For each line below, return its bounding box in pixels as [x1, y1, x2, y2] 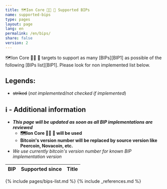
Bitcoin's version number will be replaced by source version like [20, 137, 158, 143]
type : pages [5, 17, 30, 22]
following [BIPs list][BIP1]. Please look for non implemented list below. [5, 62, 150, 68]
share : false [5, 36, 33, 41]
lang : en [5, 26, 24, 31]
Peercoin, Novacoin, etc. [20, 143, 73, 149]
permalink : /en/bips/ [5, 31, 51, 36]
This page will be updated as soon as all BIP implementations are [12, 119, 153, 125]
